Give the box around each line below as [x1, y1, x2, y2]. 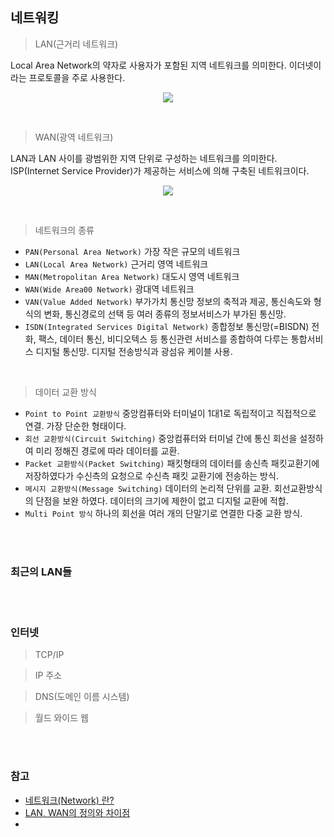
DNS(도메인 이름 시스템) [34, 691, 130, 703]
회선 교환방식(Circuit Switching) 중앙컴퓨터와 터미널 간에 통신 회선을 [24, 432, 298, 444]
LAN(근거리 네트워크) [34, 38, 119, 50]
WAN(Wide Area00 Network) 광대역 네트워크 [24, 283, 195, 295]
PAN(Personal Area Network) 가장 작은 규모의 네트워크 [24, 245, 241, 257]
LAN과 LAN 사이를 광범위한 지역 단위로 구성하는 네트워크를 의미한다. [10, 152, 278, 164]
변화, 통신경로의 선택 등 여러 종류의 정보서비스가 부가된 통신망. [43, 308, 287, 320]
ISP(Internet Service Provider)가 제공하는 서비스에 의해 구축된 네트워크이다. [10, 164, 310, 177]
